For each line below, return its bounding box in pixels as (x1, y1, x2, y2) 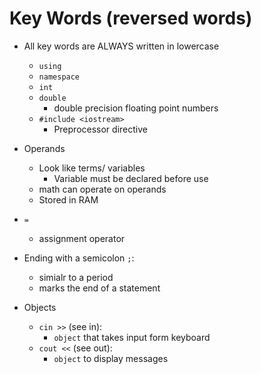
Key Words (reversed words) (9, 7, 253, 30)
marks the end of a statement (38, 282, 161, 294)
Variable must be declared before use (53, 172, 209, 184)
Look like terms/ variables (38, 162, 146, 174)
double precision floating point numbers (53, 102, 219, 114)
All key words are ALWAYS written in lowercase (23, 40, 220, 52)
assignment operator (38, 232, 126, 244)
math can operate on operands (38, 183, 167, 195)
